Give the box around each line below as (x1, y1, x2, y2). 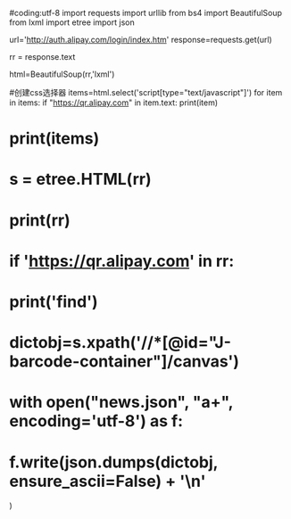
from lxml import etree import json (9, 17, 136, 28)
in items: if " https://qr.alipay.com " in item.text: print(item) (9, 97, 219, 108)
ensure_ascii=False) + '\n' (9, 471, 206, 491)
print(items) (9, 128, 100, 149)
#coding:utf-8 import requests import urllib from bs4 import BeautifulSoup (9, 8, 283, 18)
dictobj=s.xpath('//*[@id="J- (9, 333, 232, 353)
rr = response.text (9, 52, 76, 62)
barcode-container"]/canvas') (9, 351, 239, 372)
